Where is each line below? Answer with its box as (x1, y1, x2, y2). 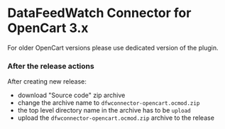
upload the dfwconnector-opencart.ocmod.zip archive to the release (17, 113, 215, 122)
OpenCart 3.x (7, 20, 89, 36)
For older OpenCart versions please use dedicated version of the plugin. (7, 43, 219, 52)
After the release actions (7, 61, 94, 71)
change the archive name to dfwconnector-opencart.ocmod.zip (17, 99, 200, 107)
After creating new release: (7, 77, 87, 86)
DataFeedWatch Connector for (7, 5, 192, 21)
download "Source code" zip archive (17, 91, 126, 100)
